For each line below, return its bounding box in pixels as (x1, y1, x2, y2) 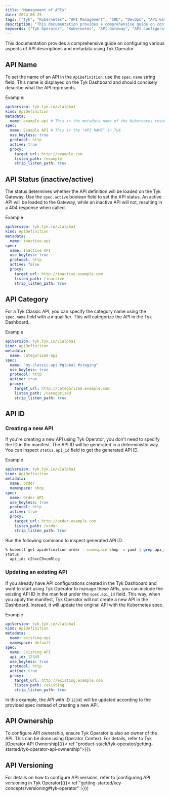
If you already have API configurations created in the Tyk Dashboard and (5, 580, 157, 586)
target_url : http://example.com (14, 151, 82, 156)
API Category (5, 295, 49, 304)
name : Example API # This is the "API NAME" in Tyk (10, 128, 121, 133)
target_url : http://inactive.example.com (14, 271, 103, 277)
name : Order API (10, 495, 44, 500)
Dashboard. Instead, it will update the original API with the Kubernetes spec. (5, 602, 164, 608)
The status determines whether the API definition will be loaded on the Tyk (5, 188, 161, 194)
